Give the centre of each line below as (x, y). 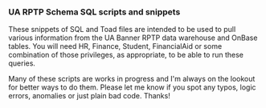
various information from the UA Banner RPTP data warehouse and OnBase (133, 38)
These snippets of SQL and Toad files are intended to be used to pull (122, 30)
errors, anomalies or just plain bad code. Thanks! (89, 96)
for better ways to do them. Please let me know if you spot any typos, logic (132, 87)
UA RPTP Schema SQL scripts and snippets (94, 12)
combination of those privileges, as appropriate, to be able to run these (126, 55)
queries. (22, 63)
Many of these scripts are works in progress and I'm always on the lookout (132, 79)
